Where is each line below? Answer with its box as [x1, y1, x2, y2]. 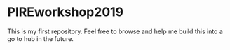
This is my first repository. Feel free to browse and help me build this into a [7, 27, 223, 35]
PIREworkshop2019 [7, 4, 124, 20]
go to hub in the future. [7, 34, 74, 42]
